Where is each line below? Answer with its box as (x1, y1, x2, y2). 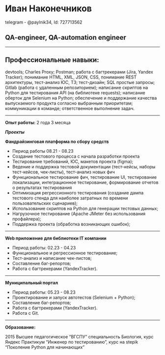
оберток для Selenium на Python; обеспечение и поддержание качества (5, 95, 157, 101)
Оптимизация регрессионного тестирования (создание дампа (12, 190, 144, 195)
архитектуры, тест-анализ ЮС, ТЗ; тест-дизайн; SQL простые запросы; (5, 79, 155, 85)
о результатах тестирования (12, 185, 72, 191)
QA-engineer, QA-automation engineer (5, 33, 127, 42)
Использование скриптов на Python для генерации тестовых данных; (12, 205, 159, 211)
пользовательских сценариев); (12, 200, 78, 206)
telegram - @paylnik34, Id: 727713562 (5, 19, 82, 25)
